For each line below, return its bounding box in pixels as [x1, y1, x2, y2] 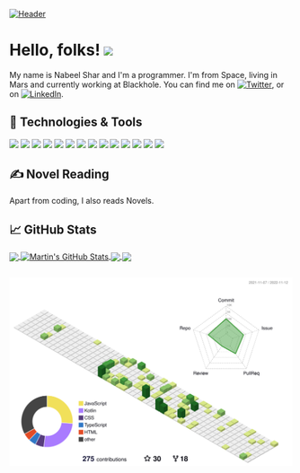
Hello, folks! [9, 40, 101, 60]
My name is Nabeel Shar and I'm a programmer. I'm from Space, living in [9, 69, 278, 80]
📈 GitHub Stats [9, 222, 97, 237]
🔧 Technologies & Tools [9, 115, 143, 130]
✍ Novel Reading [9, 167, 110, 182]
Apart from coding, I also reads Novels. [9, 195, 154, 206]
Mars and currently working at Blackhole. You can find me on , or [9, 79, 285, 90]
